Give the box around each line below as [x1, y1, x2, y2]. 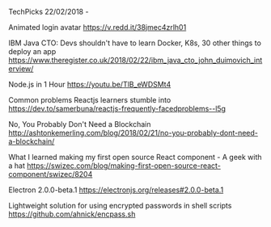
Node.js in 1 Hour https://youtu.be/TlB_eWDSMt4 [8, 80, 171, 89]
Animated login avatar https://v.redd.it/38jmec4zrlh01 [8, 23, 187, 32]
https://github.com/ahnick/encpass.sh [8, 209, 136, 219]
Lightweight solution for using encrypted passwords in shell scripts [8, 201, 232, 210]
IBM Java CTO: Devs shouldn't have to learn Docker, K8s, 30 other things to [8, 38, 261, 48]
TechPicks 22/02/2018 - [8, 7, 89, 16]
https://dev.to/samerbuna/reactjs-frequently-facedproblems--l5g [8, 104, 227, 113]
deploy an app [8, 47, 57, 56]
